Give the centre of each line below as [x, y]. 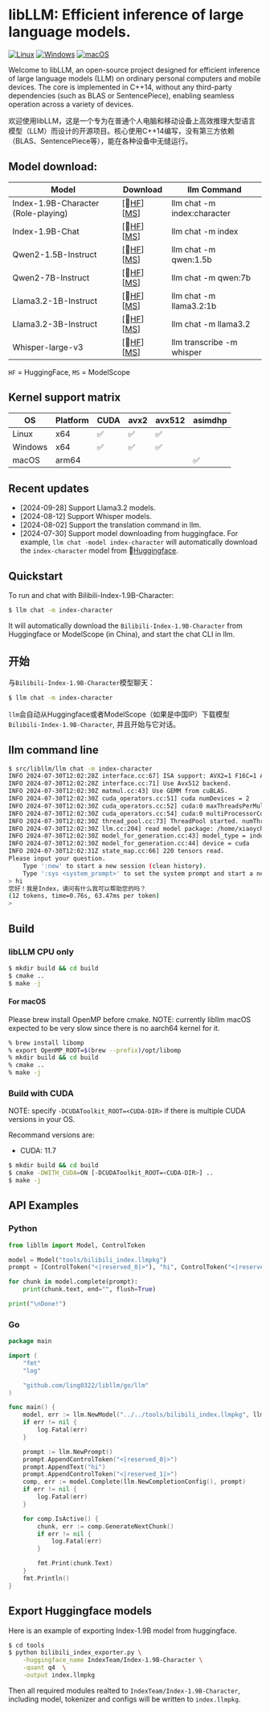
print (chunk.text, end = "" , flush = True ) [90, 1290]
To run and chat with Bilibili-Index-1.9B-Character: [91, 596]
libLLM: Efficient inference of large [126, 15]
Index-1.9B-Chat [46, 231]
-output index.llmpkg [59, 1675]
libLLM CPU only [41, 951]
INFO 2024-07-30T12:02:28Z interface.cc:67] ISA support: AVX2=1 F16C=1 [133, 776]
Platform [72, 420]
